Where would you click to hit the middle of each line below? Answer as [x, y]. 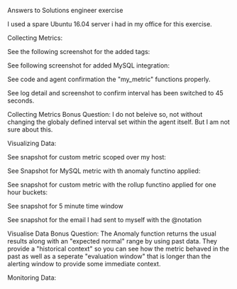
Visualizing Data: [32, 143]
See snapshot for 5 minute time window [65, 206]
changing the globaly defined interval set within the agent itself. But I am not [119, 122]
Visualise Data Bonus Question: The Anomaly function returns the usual [112, 233]
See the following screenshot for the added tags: [79, 52]
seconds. [21, 100]
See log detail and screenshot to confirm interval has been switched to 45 [115, 93]
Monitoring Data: [32, 278]
